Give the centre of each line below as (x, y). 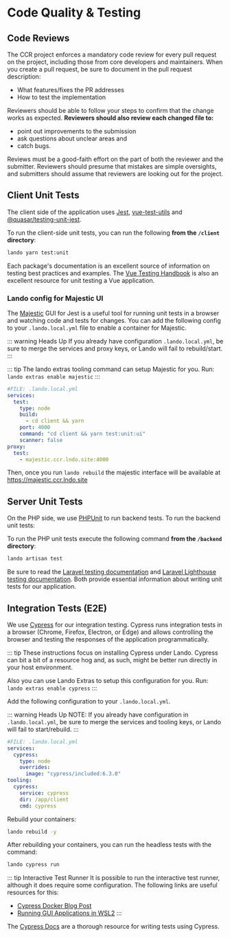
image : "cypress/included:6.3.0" (73, 774)
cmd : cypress (38, 806)
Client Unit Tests (43, 195)
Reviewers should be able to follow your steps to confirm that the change (111, 110)
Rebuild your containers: (42, 819)
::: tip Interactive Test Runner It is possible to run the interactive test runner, (114, 878)
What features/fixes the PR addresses (71, 90)
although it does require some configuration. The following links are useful (112, 885)
